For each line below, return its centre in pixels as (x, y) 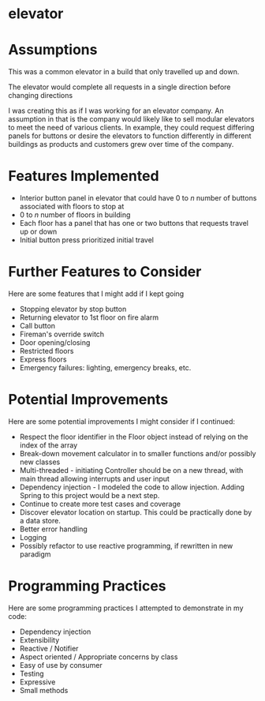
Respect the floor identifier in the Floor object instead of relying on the (134, 437)
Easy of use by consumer (61, 665)
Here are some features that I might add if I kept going (96, 294)
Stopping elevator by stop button (73, 309)
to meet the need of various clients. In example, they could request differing (131, 128)
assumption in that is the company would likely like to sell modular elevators (131, 119)
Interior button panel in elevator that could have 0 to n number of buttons (138, 198)
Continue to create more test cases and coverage (100, 504)
